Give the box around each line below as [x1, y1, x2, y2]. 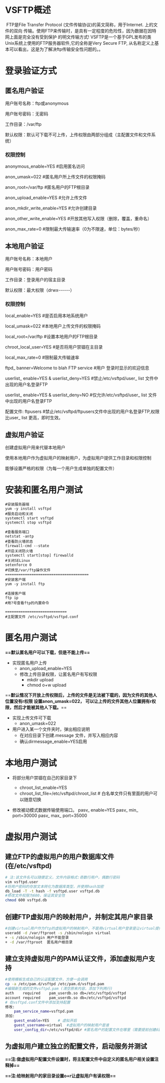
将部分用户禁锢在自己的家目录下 [12, 775, 77, 781]
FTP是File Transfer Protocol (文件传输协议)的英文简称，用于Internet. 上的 [6, 22, 154, 28]
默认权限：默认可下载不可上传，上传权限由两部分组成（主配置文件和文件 [5, 131, 151, 138]
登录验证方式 [5, 65, 57, 77]
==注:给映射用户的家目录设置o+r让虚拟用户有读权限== [5, 1073, 116, 1079]
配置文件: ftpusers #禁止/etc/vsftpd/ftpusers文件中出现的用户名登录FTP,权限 [5, 409, 160, 414]
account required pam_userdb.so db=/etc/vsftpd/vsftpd [5, 995, 126, 1000]
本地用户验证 [5, 242, 44, 250]
